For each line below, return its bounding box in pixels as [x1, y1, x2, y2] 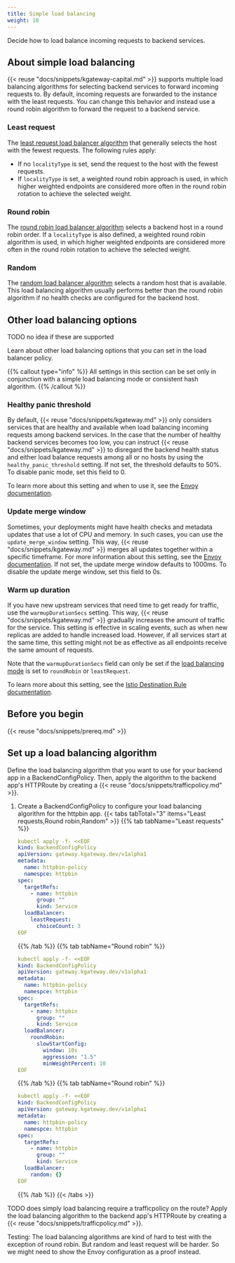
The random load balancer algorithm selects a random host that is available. [7, 279, 227, 287]
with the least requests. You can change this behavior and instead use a [7, 98, 215, 106]
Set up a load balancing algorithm [7, 747, 157, 759]
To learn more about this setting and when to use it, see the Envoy [7, 482, 199, 490]
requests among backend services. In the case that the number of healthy [7, 431, 221, 439]
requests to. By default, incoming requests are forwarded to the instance [7, 90, 217, 98]
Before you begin [7, 708, 84, 720]
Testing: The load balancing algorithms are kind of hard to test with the [7, 1232, 212, 1241]
